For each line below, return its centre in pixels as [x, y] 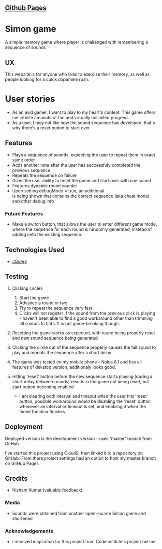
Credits [16, 478]
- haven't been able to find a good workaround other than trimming [86, 318]
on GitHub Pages [22, 463]
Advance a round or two [43, 303]
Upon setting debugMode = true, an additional [58, 190]
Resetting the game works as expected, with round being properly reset [83, 333]
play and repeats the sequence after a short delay [62, 352]
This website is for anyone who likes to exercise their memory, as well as [77, 74]
